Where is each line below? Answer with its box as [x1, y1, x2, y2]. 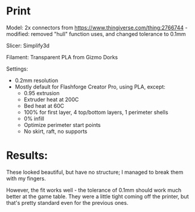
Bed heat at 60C [23, 102, 65, 109]
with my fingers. [6, 175, 46, 182]
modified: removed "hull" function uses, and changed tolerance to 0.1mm [6, 30, 187, 37]
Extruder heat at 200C [23, 96, 79, 103]
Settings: [6, 65, 28, 72]
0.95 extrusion [23, 89, 60, 96]
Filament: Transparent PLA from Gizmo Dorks [6, 53, 118, 60]
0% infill [23, 115, 45, 122]
